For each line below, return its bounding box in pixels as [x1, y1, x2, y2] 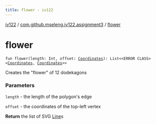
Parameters [5, 82, 35, 89]
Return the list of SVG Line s [5, 113, 64, 119]
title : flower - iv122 [5, 7, 53, 13]
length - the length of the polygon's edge [5, 94, 92, 100]
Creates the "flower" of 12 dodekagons [5, 69, 87, 75]
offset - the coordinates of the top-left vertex [5, 103, 101, 109]
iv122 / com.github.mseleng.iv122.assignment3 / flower [5, 21, 121, 27]
